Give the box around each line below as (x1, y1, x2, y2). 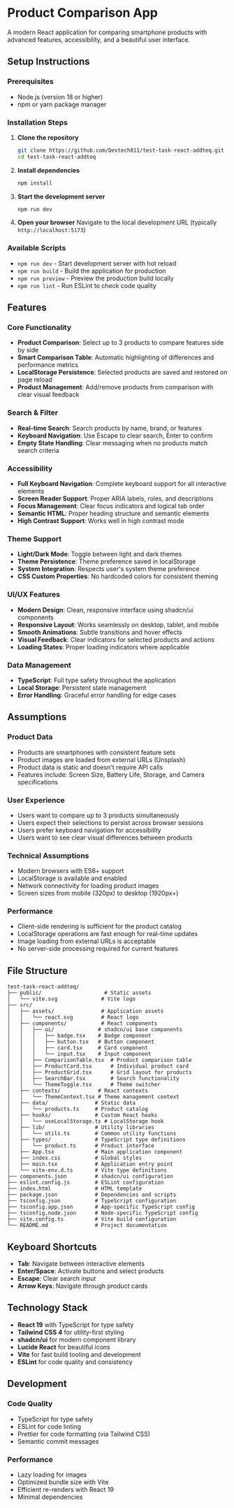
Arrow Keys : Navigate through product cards (17, 1281, 148, 1291)
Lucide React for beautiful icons (17, 1342, 110, 1351)
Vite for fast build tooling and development (17, 1350, 141, 1358)
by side (17, 346, 39, 354)
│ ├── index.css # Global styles (7, 1155, 142, 1162)
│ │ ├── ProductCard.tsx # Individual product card (7, 1063, 189, 1070)
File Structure (7, 965, 68, 977)
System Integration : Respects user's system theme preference (17, 565, 200, 573)
